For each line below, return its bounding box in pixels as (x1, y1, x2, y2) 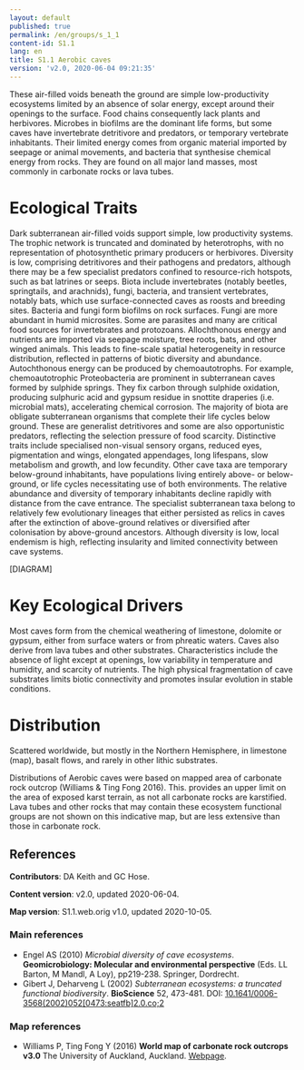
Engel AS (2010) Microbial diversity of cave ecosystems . (22, 949, 234, 960)
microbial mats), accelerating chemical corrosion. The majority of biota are (9, 401, 289, 412)
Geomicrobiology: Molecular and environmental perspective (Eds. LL (22, 958, 289, 969)
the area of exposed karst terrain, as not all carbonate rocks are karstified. (9, 791, 288, 802)
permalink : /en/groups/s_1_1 (9, 30, 120, 39)
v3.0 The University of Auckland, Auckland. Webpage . (22, 1050, 227, 1062)
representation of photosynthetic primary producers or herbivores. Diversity (9, 247, 294, 258)
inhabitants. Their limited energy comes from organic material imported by (9, 137, 288, 148)
